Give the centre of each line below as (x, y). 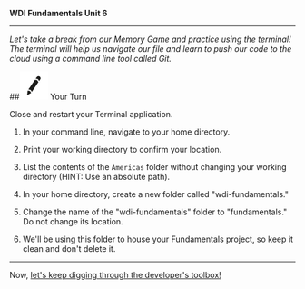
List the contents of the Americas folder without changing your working (155, 167)
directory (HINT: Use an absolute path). (96, 177)
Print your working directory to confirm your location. (122, 149)
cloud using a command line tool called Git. (91, 59)
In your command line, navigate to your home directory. (126, 132)
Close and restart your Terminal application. (91, 114)
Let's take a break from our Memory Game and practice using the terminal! (150, 39)
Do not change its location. (73, 221)
